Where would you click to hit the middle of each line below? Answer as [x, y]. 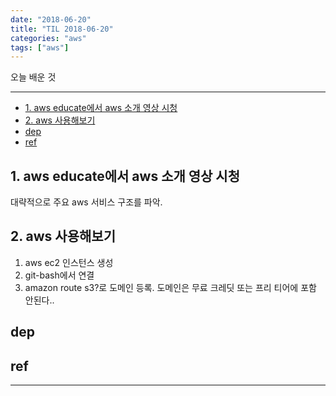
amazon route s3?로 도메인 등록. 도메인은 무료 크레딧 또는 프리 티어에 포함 [170, 287]
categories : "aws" [48, 38]
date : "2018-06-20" [51, 19]
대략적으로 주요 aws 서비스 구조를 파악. [86, 202]
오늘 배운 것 [33, 77]
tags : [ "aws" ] [40, 47]
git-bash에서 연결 [59, 275]
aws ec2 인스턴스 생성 [69, 262]
